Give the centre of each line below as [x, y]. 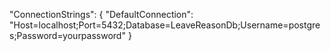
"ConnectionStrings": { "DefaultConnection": [101, 14]
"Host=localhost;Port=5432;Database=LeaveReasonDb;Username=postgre [165, 25]
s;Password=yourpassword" [67, 35]
